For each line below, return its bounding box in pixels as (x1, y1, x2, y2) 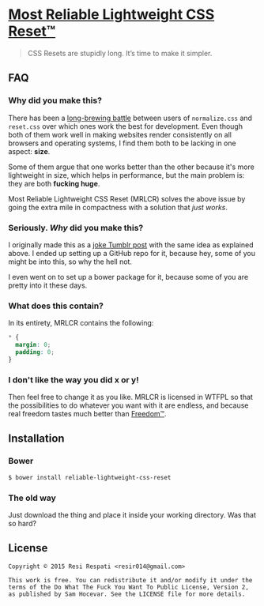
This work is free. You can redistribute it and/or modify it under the (8, 576, 253, 584)
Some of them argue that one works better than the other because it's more (8, 162, 255, 171)
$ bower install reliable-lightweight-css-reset (8, 473, 172, 481)
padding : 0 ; (15, 348, 55, 356)
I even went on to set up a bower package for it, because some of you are (8, 272, 249, 281)
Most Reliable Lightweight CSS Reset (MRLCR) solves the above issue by (8, 194, 246, 203)
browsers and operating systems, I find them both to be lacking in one (8, 138, 236, 148)
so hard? (8, 518, 37, 528)
